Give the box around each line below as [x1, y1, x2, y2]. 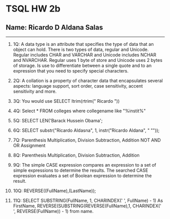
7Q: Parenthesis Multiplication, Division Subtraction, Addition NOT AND [13, 137, 161, 143]
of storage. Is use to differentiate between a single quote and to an [13, 62, 152, 68]
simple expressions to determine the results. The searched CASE [13, 167, 148, 173]
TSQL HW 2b [6, 3, 61, 15]
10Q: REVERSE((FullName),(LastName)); [13, 188, 96, 194]
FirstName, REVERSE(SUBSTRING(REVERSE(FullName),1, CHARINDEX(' [13, 203, 162, 209]
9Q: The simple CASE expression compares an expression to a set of [13, 162, 156, 168]
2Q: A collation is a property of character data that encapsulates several [13, 78, 163, 84]
